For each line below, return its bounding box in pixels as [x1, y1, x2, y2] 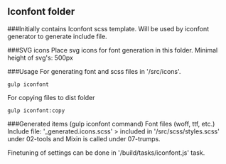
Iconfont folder [7, 6, 75, 18]
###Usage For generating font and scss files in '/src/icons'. [7, 67, 181, 75]
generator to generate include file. [7, 32, 108, 40]
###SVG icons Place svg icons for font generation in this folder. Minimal [7, 45, 218, 54]
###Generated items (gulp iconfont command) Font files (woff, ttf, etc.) [7, 119, 215, 128]
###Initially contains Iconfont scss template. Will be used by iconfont [7, 24, 210, 33]
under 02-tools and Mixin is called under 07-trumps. [7, 134, 161, 143]
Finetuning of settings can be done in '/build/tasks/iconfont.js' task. [7, 148, 205, 157]
